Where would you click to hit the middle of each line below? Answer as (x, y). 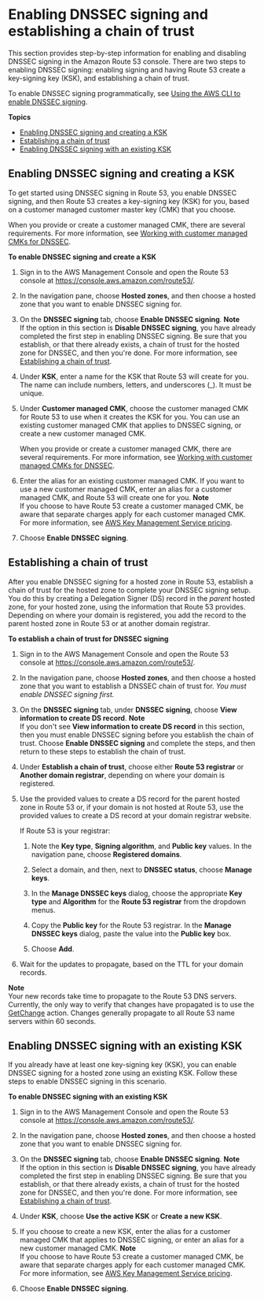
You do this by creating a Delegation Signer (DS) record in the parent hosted (132, 598)
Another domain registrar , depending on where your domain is (122, 775)
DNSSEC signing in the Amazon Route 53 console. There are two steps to (127, 61)
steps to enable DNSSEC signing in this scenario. (88, 1081)
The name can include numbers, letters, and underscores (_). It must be (136, 384)
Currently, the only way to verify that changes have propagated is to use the (131, 1004)
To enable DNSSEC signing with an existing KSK (88, 1097)
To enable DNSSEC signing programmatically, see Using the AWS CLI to (125, 93)
